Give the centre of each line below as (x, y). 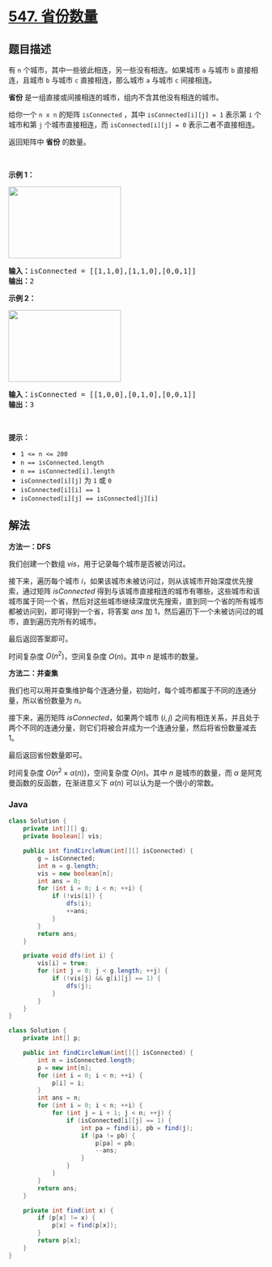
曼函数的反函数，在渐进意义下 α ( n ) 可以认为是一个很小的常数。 (113, 783)
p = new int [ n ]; (65, 1068)
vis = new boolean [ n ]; (76, 874)
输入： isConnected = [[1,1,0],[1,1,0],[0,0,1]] (102, 271)
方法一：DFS (30, 546)
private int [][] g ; (56, 829)
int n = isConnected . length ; (87, 1060)
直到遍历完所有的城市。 (62, 621)
